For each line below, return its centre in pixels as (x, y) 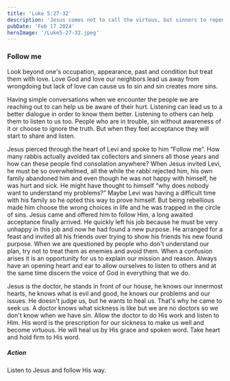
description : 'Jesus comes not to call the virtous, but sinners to (107, 20)
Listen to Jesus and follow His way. (57, 370)
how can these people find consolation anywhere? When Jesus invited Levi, (114, 163)
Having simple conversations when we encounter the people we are (103, 99)
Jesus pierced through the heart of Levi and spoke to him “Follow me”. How (114, 149)
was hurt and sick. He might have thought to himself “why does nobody (108, 185)
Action (17, 353)
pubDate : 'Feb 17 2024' (41, 26)
